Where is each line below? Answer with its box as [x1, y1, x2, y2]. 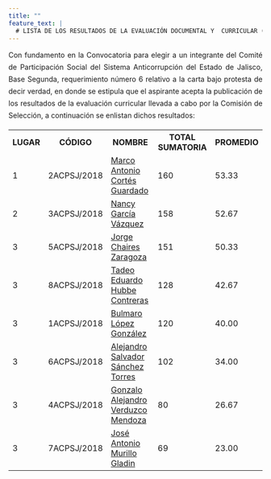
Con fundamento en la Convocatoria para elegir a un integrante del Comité [8, 50, 263, 60]
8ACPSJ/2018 [48, 279, 103, 291]
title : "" [8, 11, 42, 20]
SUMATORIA [157, 142, 207, 153]
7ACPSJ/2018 [48, 443, 103, 454]
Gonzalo [110, 384, 143, 395]
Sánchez [110, 361, 144, 373]
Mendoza [110, 415, 147, 426]
